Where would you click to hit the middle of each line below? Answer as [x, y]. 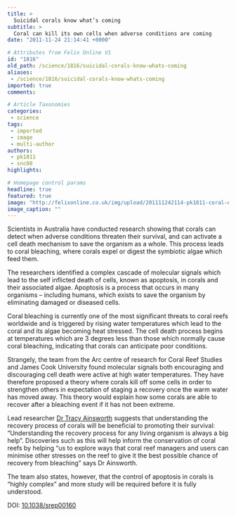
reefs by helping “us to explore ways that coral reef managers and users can [118, 448]
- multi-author [32, 144]
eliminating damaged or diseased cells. [64, 303]
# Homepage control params [47, 183]
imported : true [29, 85]
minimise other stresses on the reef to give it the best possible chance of [113, 455]
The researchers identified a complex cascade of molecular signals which [114, 272]
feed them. [23, 259]
